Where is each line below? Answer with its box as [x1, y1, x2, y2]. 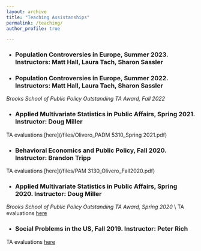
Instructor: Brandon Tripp [14, 153, 91, 162]
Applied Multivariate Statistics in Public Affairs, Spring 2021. [14, 110, 196, 119]
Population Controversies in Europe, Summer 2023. [14, 50, 169, 59]
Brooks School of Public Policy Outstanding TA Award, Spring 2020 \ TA [6, 203, 184, 210]
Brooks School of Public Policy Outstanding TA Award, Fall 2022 [6, 95, 166, 102]
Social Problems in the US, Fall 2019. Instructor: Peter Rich [14, 225, 188, 233]
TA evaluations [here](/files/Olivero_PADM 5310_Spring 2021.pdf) [6, 131, 167, 138]
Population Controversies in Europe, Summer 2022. [14, 74, 169, 83]
